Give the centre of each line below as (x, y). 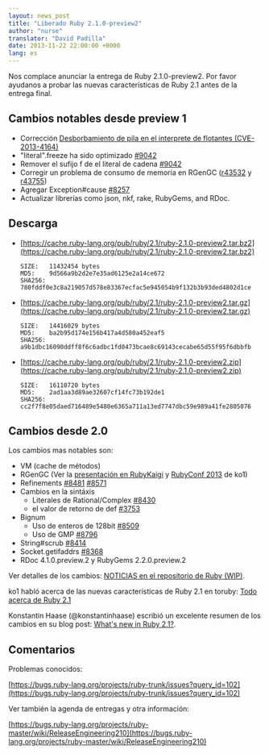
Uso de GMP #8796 (65, 535)
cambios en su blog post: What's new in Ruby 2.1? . (92, 624)
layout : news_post (39, 16)
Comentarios (42, 650)
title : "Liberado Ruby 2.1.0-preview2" (75, 23)
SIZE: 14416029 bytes (60, 326)
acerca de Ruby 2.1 (40, 600)
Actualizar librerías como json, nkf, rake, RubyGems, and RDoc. (125, 198)
